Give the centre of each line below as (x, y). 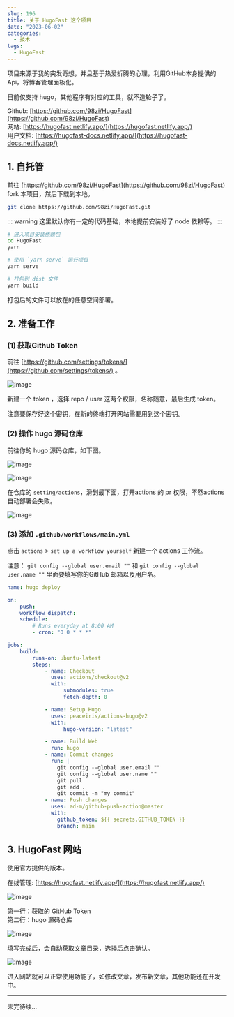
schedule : (34, 619)
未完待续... (22, 1007)
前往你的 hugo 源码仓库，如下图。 (56, 450)
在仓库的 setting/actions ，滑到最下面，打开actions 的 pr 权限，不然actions (116, 492)
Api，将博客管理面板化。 (42, 82)
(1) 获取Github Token (43, 345)
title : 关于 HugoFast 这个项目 (49, 20)
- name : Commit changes (79, 755)
